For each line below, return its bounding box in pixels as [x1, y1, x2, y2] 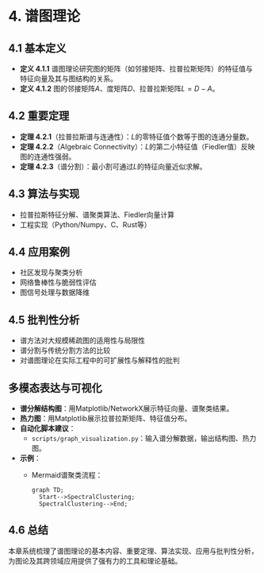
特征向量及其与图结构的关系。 [19, 74, 117, 83]
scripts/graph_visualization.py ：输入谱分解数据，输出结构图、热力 [31, 434, 257, 443]
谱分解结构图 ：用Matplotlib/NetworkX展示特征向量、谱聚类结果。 [19, 404, 234, 413]
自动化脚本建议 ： [19, 424, 76, 433]
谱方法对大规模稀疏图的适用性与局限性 [19, 335, 145, 346]
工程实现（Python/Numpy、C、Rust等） [19, 219, 152, 229]
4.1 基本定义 [8, 41, 67, 55]
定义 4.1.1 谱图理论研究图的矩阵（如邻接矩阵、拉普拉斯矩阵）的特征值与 [19, 64, 253, 73]
